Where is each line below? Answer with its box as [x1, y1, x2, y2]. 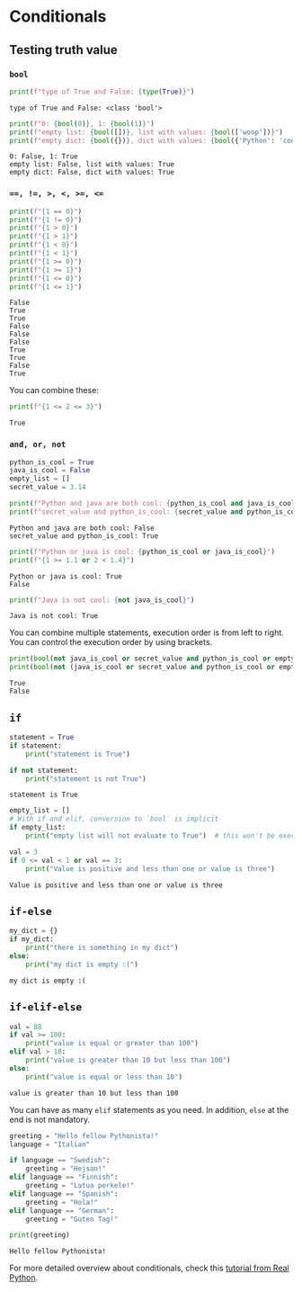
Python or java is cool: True [9, 571, 123, 581]
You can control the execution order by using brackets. [9, 637, 213, 648]
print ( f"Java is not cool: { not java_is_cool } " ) [9, 596, 195, 605]
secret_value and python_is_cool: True [9, 531, 159, 541]
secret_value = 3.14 [9, 483, 87, 492]
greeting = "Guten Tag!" [25, 1215, 119, 1224]
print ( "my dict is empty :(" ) [25, 960, 139, 969]
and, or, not [9, 439, 67, 450]
